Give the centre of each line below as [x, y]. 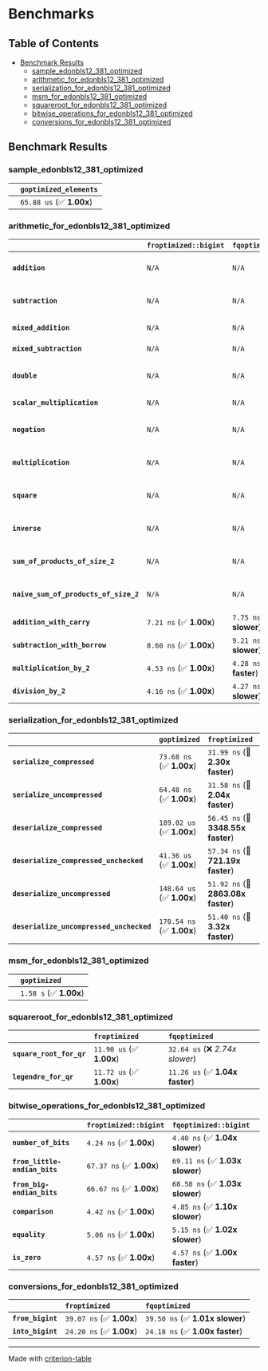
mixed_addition [41, 327]
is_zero [27, 1258]
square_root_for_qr [49, 1054]
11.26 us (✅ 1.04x [203, 1072]
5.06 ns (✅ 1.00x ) [121, 1234]
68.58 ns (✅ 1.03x [207, 1184]
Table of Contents [54, 44]
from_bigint [35, 1319]
